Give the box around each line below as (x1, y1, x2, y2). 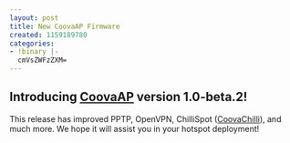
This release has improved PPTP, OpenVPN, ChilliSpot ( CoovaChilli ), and (9, 113, 282, 124)
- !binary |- (9, 47, 59, 56)
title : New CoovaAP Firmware (9, 22, 120, 31)
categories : (9, 38, 55, 48)
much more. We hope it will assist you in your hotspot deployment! (9, 123, 260, 134)
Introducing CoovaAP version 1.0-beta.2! (9, 89, 248, 105)
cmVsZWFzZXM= (17, 56, 67, 65)
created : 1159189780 (9, 30, 88, 39)
